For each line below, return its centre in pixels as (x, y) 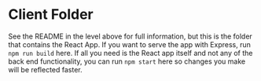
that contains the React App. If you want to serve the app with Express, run (130, 44)
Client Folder (51, 15)
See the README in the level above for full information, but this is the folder (130, 36)
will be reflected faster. (45, 69)
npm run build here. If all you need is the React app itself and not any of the (130, 53)
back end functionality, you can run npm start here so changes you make (127, 61)
